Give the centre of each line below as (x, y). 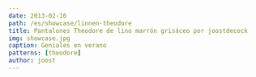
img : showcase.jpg (39, 38)
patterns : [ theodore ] (45, 53)
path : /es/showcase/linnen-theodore (70, 23)
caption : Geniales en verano (58, 46)
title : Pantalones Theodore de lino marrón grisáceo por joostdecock (128, 30)
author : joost (32, 61)
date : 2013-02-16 (38, 16)
